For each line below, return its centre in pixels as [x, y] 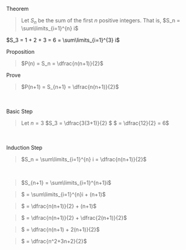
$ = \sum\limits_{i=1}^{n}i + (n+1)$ [63, 194]
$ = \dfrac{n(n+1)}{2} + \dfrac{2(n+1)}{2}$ [74, 217]
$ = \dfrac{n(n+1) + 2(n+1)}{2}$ [60, 229]
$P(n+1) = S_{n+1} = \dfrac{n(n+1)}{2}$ [70, 86]
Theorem [17, 9]
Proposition [20, 51]
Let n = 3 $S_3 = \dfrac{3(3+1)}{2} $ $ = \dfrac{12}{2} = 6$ [95, 123]
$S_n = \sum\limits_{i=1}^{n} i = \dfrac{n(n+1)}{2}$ [84, 159]
